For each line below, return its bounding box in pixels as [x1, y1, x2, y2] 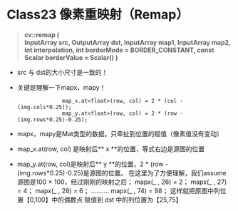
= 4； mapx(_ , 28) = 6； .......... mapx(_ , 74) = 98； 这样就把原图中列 [16, 186, 220, 195]
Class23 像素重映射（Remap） [6, 6, 190, 23]
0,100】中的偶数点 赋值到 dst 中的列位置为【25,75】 [29, 195, 182, 204]
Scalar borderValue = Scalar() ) [24, 53, 118, 61]
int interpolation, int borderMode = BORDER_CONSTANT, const [24, 46, 214, 54]
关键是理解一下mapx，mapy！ [16, 83, 106, 91]
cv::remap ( [24, 30, 60, 39]
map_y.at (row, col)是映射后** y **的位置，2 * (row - [16, 160, 169, 168]
